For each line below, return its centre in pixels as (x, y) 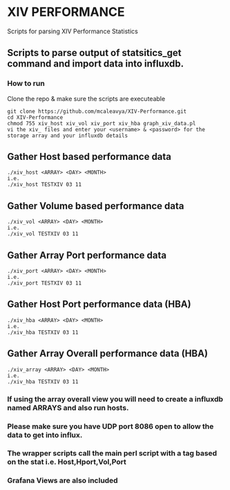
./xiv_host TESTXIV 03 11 (44, 185)
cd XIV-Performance (35, 117)
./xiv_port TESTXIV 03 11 (44, 283)
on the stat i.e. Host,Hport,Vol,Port (67, 462)
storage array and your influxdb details (68, 136)
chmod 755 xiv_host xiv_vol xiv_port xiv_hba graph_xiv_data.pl (102, 123)
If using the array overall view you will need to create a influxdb (115, 399)
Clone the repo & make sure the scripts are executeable (86, 98)
